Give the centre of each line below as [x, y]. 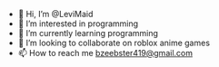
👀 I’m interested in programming [78, 24]
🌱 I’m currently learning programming [88, 33]
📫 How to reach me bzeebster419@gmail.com [105, 53]
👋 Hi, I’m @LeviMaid [55, 14]
